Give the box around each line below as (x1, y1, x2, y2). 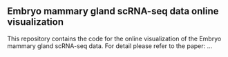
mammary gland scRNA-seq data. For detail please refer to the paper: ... (7, 41, 213, 50)
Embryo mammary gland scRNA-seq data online (7, 5, 219, 17)
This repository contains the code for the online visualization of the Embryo (7, 34, 222, 43)
